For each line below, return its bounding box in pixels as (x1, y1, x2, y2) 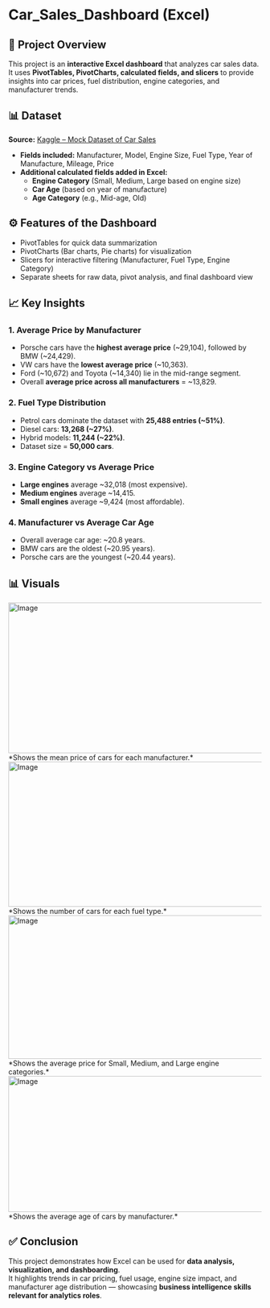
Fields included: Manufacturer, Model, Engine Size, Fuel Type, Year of (19, 150, 253, 160)
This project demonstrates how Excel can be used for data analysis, (8, 1256, 235, 1266)
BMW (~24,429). (19, 351, 76, 361)
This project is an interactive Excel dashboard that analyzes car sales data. (8, 59, 260, 69)
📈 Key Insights (8, 297, 86, 310)
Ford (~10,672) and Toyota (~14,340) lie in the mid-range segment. (19, 368, 241, 378)
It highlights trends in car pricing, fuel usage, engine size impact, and (8, 1273, 237, 1283)
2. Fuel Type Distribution (8, 397, 106, 409)
